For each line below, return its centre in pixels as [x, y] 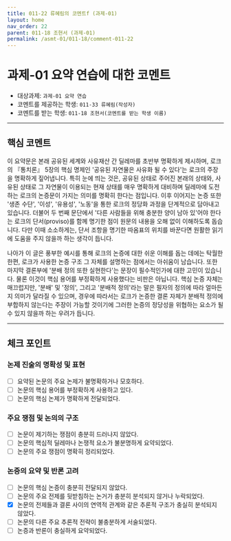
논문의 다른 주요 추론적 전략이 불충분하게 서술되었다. [87, 522]
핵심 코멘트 [29, 143]
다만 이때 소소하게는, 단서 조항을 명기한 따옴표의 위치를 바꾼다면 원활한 [116, 230]
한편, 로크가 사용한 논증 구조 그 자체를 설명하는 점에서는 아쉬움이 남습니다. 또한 [112, 262]
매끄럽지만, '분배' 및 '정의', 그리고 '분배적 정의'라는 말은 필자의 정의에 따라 [106, 287]
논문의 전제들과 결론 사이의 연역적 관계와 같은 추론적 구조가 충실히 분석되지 [117, 505]
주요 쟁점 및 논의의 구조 [43, 418]
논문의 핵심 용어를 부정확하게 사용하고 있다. [75, 390]
